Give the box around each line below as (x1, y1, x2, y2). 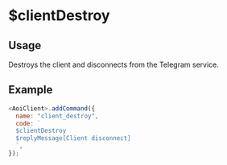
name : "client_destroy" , (15, 112, 99, 120)
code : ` (15, 119, 42, 127)
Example (8, 83, 53, 97)
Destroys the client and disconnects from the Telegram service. (8, 60, 219, 69)
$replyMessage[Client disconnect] (15, 134, 131, 142)
